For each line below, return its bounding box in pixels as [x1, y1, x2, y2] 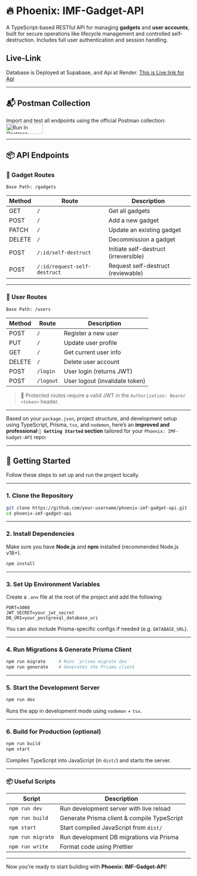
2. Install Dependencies [6, 529, 75, 538]
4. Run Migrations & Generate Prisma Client [6, 645, 132, 653]
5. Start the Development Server [6, 683, 100, 691]
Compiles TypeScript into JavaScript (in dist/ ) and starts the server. [6, 757, 171, 764]
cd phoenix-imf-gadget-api [6, 510, 72, 517]
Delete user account [63, 358, 120, 366]
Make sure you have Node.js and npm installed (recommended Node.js [6, 543, 179, 550]
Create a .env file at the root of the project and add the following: [6, 593, 163, 600]
